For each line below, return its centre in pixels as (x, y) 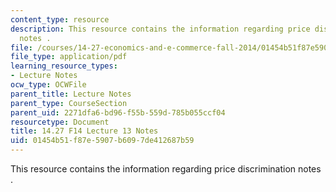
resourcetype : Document (60, 122)
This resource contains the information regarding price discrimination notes (166, 169)
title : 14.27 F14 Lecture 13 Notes (84, 131)
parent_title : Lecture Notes (71, 94)
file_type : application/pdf (69, 57)
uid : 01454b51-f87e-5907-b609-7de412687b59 (102, 141)
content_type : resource (60, 19)
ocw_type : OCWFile (48, 85)
